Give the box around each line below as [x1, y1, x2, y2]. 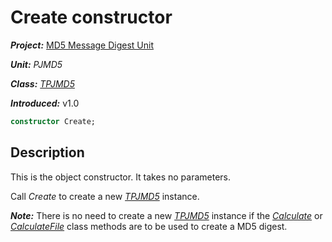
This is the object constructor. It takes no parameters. [10, 171, 232, 183]
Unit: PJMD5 [10, 58, 63, 70]
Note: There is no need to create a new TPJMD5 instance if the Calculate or [10, 209, 323, 221]
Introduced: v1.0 [10, 97, 80, 109]
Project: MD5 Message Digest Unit [10, 39, 155, 51]
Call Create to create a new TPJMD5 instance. [10, 190, 200, 202]
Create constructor [10, 6, 173, 29]
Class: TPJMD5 [10, 77, 75, 90]
